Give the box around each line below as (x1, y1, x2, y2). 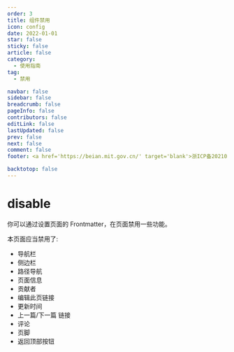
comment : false (7, 146, 52, 154)
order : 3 (7, 10, 33, 17)
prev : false (7, 134, 42, 141)
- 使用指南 (13, 62, 41, 69)
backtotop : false (7, 166, 58, 173)
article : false (7, 50, 52, 57)
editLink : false (7, 120, 54, 127)
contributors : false (7, 114, 68, 121)
